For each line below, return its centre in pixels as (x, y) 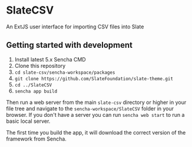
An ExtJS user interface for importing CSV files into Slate (75, 27)
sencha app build (36, 91)
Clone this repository (40, 66)
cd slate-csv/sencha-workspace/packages (65, 72)
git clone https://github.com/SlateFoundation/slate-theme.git (94, 79)
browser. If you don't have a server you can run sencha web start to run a (95, 115)
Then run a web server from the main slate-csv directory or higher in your (96, 102)
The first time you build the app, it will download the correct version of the (96, 132)
